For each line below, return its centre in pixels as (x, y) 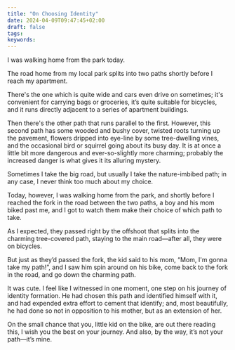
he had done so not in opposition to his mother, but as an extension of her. (115, 311)
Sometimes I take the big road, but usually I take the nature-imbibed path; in (117, 174)
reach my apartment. (38, 81)
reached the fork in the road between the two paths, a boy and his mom (111, 203)
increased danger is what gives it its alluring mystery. (84, 161)
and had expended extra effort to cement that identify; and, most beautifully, (118, 304)
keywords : (22, 40)
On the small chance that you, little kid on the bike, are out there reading (112, 325)
